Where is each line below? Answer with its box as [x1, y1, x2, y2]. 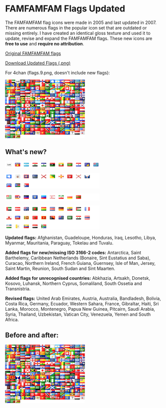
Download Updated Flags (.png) [5, 60, 71, 66]
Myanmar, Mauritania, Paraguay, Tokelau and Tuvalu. [5, 240, 114, 246]
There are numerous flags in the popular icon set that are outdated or [5, 24, 147, 30]
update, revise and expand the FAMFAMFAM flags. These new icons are [5, 35, 153, 41]
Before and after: [5, 331, 59, 340]
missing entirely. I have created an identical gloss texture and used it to [5, 30, 151, 36]
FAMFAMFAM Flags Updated [5, 3, 125, 14]
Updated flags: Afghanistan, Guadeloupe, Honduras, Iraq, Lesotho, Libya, [5, 234, 157, 240]
